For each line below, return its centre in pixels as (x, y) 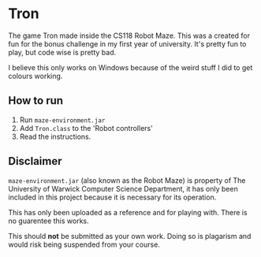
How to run (36, 101)
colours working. (35, 76)
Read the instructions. (55, 136)
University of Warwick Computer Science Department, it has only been (123, 188)
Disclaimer (35, 161)
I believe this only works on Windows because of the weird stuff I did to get (130, 67)
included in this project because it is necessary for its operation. (112, 197)
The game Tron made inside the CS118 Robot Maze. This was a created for (129, 35)
